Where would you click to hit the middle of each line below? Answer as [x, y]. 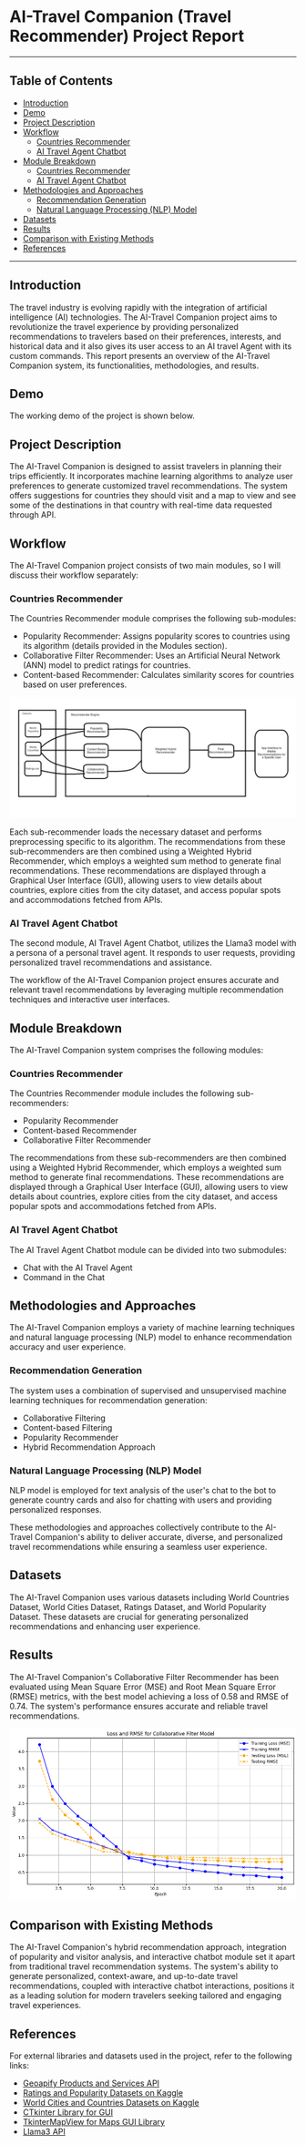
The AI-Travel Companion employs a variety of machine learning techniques [153, 1328]
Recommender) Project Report [127, 36]
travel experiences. [46, 2006]
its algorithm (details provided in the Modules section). [125, 646]
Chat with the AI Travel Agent [78, 1267]
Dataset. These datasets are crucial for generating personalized [129, 1616]
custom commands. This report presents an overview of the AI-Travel [140, 355]
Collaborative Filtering [64, 1418]
